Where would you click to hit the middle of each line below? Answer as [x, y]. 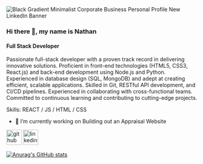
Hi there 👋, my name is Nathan [52, 31]
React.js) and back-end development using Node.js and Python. [86, 72]
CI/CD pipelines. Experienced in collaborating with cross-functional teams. [99, 91]
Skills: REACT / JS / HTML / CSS [46, 110]
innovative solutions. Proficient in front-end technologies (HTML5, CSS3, [97, 66]
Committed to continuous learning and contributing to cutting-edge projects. [102, 98]
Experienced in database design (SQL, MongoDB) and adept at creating [96, 79]
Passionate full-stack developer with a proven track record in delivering [95, 59]
